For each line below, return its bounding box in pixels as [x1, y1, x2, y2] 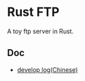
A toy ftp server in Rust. [7, 27, 74, 35]
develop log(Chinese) [16, 65, 78, 73]
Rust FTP [7, 4, 60, 20]
